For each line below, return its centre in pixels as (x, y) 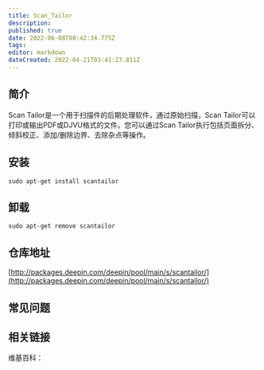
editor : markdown (37, 53)
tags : (17, 45)
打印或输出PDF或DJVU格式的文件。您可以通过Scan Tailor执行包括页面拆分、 (133, 125)
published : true (35, 30)
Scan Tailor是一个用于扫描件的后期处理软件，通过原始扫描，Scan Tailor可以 (132, 115)
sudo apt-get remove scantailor (62, 226)
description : (30, 23)
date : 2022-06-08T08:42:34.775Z (62, 38)
